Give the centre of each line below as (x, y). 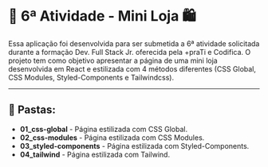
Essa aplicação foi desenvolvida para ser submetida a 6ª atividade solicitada (134, 43)
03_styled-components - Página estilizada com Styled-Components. (134, 146)
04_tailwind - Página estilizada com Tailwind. (95, 154)
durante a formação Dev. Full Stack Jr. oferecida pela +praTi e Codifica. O (130, 52)
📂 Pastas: (32, 110)
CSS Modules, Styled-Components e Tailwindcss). (91, 77)
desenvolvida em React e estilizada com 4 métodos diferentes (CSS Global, (132, 68)
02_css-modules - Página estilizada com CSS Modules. (112, 138)
